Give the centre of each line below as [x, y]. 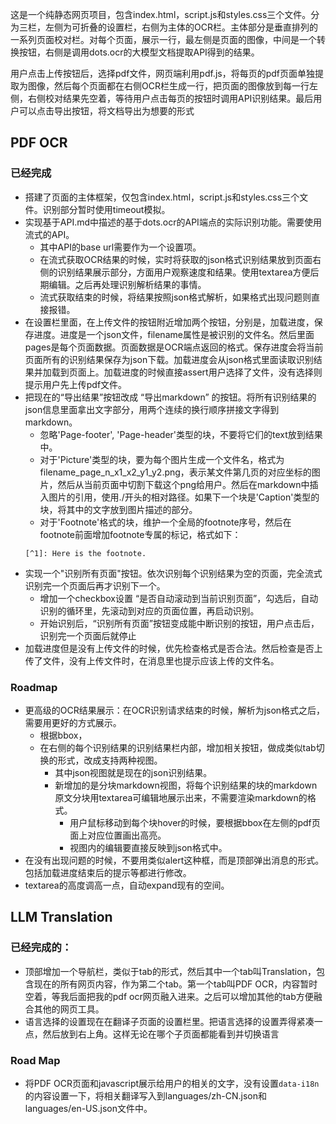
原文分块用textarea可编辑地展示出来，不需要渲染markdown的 [181, 797]
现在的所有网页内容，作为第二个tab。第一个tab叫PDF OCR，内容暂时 [175, 984]
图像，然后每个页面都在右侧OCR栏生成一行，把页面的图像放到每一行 [168, 86]
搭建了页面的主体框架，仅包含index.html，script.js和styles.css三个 [162, 197]
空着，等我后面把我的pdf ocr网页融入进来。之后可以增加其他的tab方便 [169, 996]
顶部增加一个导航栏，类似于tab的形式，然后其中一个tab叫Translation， [170, 971]
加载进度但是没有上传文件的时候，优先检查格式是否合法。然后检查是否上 [173, 648]
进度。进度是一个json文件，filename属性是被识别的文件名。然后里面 [174, 334]
